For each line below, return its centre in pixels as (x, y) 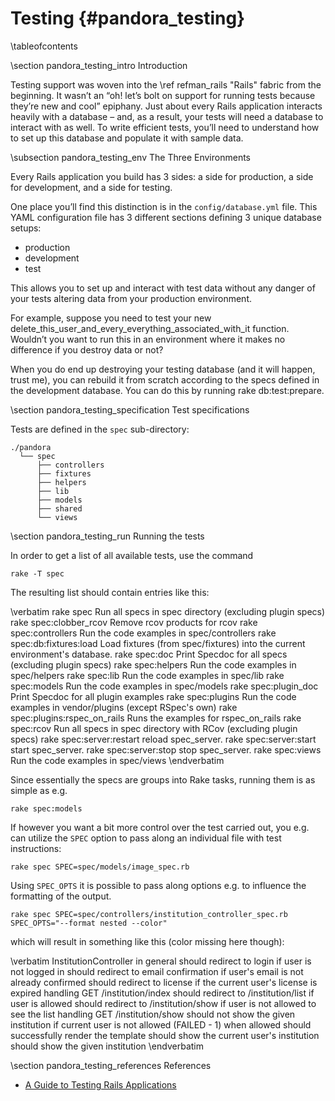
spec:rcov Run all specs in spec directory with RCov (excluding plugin (154, 728)
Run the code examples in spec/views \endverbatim (117, 760)
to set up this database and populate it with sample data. (127, 138)
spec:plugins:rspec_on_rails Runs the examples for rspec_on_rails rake (156, 718)
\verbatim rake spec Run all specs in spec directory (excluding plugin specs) (168, 611)
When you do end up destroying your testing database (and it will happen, (163, 369)
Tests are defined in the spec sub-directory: (100, 429)
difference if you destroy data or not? (87, 349)
